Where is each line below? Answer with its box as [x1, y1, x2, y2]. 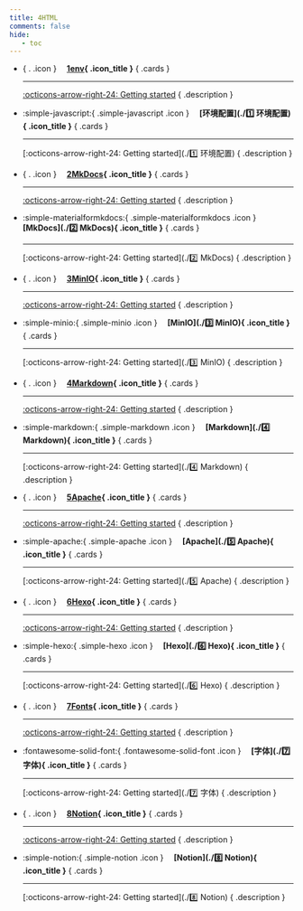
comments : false [9, 22, 70, 31]
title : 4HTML [9, 13, 59, 23]
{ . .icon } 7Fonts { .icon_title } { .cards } [22, 701, 179, 712]
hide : [9, 30, 30, 39]
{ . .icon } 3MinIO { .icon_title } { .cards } [22, 273, 180, 285]
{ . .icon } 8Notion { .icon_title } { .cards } [22, 808, 183, 819]
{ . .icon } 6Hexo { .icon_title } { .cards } [22, 596, 178, 607]
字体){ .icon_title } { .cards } [22, 760, 128, 771]
